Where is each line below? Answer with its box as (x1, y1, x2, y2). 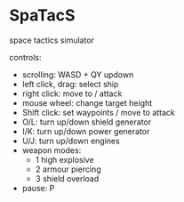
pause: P (21, 182, 55, 193)
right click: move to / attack (21, 88, 123, 99)
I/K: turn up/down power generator (21, 125, 150, 136)
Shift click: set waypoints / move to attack (21, 107, 176, 117)
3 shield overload (35, 173, 100, 183)
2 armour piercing (35, 164, 101, 174)
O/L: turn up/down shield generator (21, 117, 152, 127)
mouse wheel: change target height (21, 97, 153, 108)
